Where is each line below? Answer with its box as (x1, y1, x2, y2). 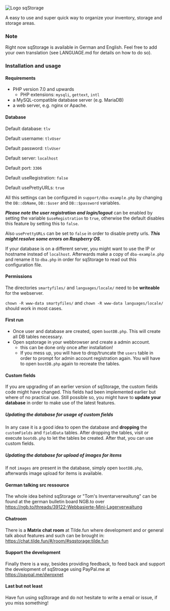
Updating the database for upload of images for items (5, 452, 122, 458)
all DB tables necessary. (12, 333, 63, 340)
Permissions (5, 273, 32, 280)
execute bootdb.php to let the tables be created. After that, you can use (5, 435, 154, 441)
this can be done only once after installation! (20, 345, 113, 351)
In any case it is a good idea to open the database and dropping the (5, 424, 148, 431)
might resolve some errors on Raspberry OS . (5, 235, 101, 241)
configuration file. (5, 262, 42, 268)
